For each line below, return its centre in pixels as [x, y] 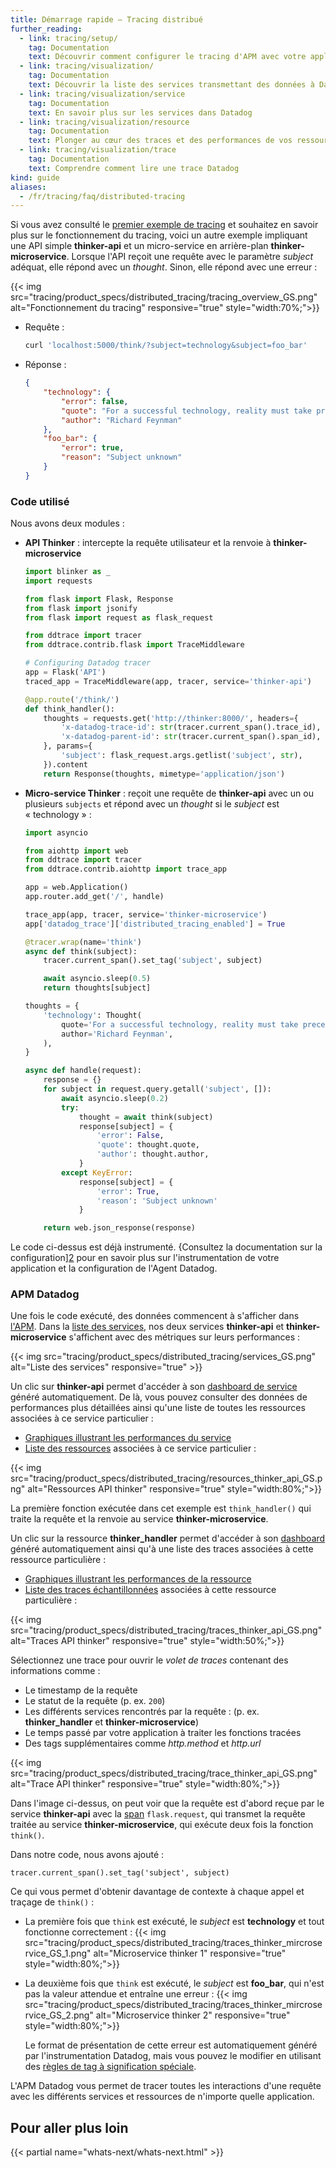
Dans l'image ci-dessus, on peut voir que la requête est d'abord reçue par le [167, 1803]
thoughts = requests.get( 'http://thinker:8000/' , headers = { [171, 718]
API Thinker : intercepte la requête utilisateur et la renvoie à [148, 543]
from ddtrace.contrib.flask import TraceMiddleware [134, 645]
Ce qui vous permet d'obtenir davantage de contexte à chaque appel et [157, 1892]
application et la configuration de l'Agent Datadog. [114, 1268]
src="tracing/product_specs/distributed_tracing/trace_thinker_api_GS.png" [164, 1773]
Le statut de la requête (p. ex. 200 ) [95, 1701]
